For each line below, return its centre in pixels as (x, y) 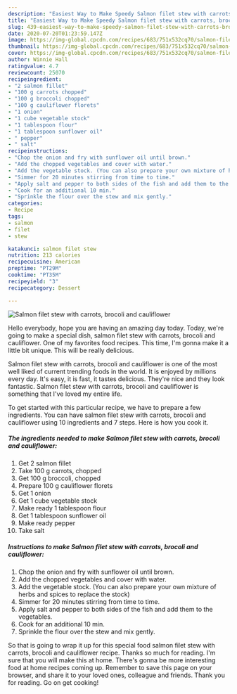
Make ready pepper (47, 523)
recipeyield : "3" (33, 281)
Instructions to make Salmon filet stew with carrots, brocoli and (103, 547)
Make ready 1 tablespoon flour (62, 508)
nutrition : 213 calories (44, 255)
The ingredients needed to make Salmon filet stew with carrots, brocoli (114, 438)
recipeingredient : (35, 79)
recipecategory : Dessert (44, 288)
